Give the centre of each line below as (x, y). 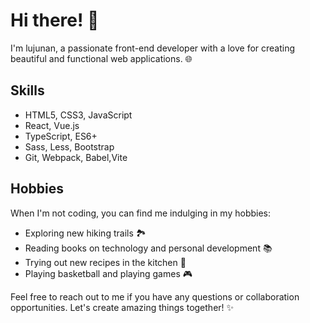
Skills (27, 90)
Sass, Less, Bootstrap (69, 146)
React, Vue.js (52, 125)
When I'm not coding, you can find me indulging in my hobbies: (141, 213)
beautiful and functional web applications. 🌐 (101, 58)
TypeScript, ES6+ (61, 136)
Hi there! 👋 (55, 20)
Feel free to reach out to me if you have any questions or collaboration (155, 296)
